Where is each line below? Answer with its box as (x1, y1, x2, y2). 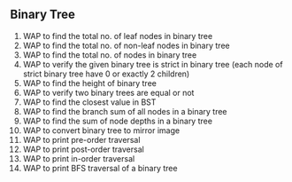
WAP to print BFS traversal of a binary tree (22, 162, 178, 173)
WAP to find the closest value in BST (22, 97, 157, 107)
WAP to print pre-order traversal (22, 134, 141, 145)
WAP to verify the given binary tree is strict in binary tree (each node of (22, 59, 283, 69)
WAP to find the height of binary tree (22, 77, 158, 88)
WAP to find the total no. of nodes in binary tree (22, 49, 197, 60)
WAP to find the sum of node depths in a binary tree (22, 115, 213, 126)
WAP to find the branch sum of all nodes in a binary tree (22, 106, 228, 116)
